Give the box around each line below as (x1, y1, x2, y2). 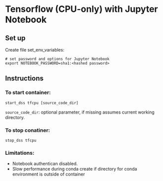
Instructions (5, 74, 44, 83)
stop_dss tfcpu (5, 138, 37, 143)
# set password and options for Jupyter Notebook (5, 57, 110, 61)
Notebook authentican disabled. (12, 161, 78, 167)
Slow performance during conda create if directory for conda (12, 166, 137, 172)
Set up (5, 34, 26, 42)
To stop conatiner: (5, 126, 51, 133)
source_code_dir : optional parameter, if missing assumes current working (5, 109, 155, 115)
